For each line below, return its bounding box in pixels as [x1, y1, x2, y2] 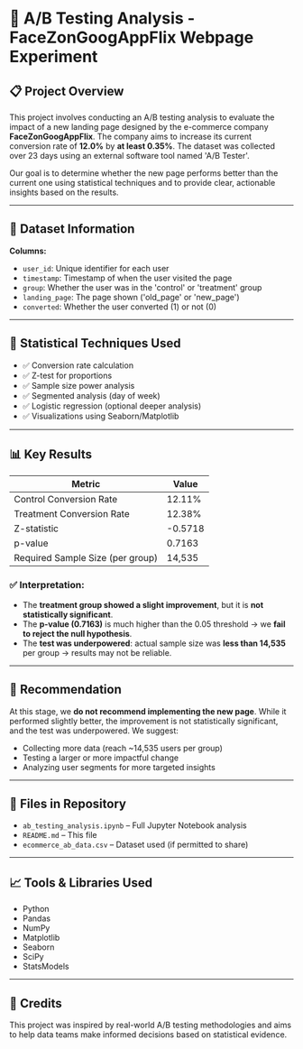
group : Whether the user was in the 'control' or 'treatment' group [22, 281, 262, 292]
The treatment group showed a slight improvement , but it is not [22, 599, 264, 610]
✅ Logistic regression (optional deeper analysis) [22, 400, 202, 411]
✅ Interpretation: [9, 579, 85, 592]
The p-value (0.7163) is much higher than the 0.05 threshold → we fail [22, 618, 286, 630]
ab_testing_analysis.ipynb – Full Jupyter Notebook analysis [22, 820, 247, 831]
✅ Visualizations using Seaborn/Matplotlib [22, 410, 179, 421]
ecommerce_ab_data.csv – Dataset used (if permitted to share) [22, 839, 249, 851]
